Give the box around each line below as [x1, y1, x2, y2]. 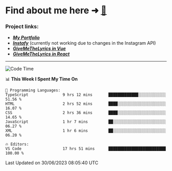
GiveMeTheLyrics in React [12, 51, 70, 57]
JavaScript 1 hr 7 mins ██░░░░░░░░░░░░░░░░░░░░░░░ [5, 119, 166, 125]
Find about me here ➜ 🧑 [5, 5, 107, 16]
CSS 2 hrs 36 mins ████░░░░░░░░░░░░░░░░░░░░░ [5, 110, 166, 116]
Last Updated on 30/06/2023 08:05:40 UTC [5, 160, 99, 166]
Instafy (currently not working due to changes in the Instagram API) [12, 40, 156, 46]
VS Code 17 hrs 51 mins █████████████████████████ [5, 146, 166, 151]
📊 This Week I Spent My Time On [5, 76, 78, 82]
